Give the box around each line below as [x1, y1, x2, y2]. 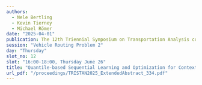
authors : [6, 8, 28, 15]
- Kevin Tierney [11, 20, 52, 26]
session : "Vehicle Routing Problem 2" [6, 42, 103, 48]
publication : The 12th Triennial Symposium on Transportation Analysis [6, 37, 189, 42]
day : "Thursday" [6, 48, 47, 54]
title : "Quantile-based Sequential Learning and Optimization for [6, 64, 176, 71]
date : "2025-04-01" [6, 31, 55, 37]
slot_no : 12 [6, 53, 36, 59]
